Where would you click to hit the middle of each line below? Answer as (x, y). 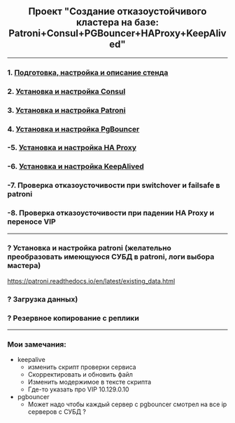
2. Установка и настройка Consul (66, 91)
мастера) (24, 266)
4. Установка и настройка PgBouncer (73, 129)
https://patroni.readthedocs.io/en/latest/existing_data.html (91, 281)
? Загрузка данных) (43, 299)
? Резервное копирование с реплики (73, 318)
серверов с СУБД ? (57, 412)
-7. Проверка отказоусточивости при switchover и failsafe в (114, 185)
